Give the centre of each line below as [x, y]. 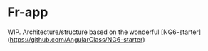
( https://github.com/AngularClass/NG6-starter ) [76, 39]
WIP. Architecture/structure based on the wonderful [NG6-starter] [104, 32]
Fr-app [28, 12]
